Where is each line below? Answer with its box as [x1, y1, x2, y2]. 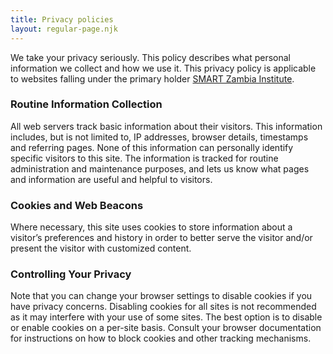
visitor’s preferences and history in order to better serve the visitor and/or [10, 232, 313, 244]
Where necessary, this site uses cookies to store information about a [10, 221, 293, 233]
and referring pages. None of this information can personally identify [10, 141, 294, 153]
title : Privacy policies [10, 14, 114, 25]
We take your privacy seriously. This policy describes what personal [10, 51, 292, 63]
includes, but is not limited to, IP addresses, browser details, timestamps [10, 131, 309, 143]
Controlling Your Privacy [10, 267, 132, 281]
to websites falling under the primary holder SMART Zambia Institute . [10, 72, 295, 85]
